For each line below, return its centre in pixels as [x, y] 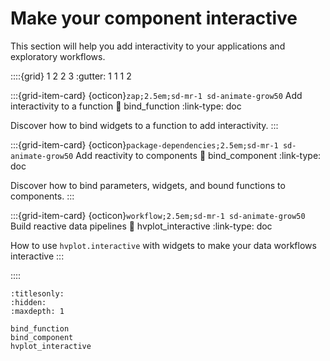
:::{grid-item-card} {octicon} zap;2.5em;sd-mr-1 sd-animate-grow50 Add [156, 95]
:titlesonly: [37, 293]
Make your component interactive [154, 18]
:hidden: [28, 302]
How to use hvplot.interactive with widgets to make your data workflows [163, 245]
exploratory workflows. [58, 56]
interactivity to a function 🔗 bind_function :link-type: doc [126, 106]
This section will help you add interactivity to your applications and [148, 46]
